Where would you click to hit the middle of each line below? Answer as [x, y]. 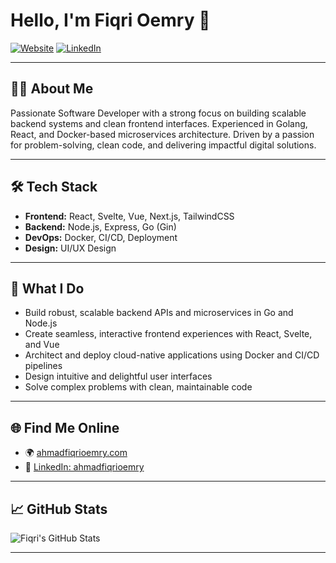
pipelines [43, 366]
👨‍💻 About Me [52, 89]
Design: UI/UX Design [70, 248]
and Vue [42, 345]
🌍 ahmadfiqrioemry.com [76, 453]
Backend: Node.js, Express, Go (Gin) [100, 226]
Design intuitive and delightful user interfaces [118, 376]
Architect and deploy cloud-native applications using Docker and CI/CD [172, 355]
